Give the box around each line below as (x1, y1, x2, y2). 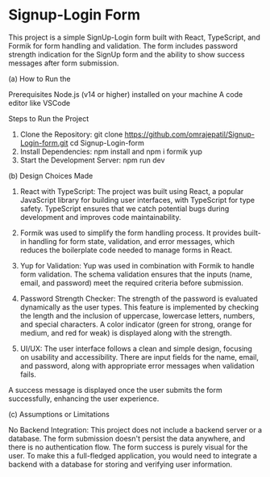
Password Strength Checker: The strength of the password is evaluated (19, 293, 258, 303)
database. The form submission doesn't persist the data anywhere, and (8, 433, 246, 443)
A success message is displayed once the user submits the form (8, 385, 223, 395)
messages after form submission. (8, 58, 119, 68)
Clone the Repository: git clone (19, 129, 123, 139)
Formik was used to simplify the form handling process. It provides (19, 228, 242, 238)
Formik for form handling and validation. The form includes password (8, 40, 239, 50)
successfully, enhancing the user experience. (8, 394, 160, 403)
